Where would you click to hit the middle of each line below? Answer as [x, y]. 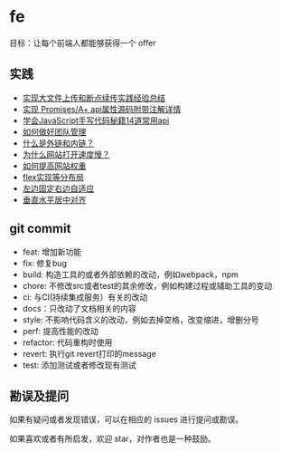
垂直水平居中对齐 [54, 199]
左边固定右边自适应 [58, 188]
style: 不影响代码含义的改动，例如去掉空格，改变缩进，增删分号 [140, 320]
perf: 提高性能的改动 [61, 331]
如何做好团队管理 [54, 131]
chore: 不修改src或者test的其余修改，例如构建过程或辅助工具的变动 [147, 285]
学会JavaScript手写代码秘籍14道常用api [96, 120]
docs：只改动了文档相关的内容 [80, 308]
